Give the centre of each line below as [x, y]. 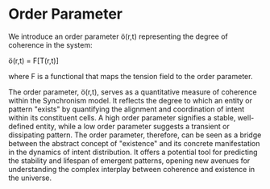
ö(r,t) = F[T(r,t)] [33, 61]
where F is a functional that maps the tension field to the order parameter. [131, 76]
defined [21, 126]
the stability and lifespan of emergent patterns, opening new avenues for [129, 160]
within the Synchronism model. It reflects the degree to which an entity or [130, 100]
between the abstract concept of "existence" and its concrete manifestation [134, 143]
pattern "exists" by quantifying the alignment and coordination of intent [127, 109]
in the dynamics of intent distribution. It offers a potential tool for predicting [133, 152]
